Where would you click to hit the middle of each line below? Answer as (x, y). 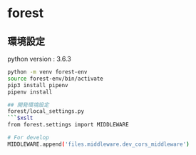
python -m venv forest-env (47, 72)
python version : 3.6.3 (39, 59)
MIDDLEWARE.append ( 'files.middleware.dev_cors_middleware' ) (99, 144)
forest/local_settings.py (46, 111)
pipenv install (30, 92)
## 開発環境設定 (28, 105)
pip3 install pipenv (38, 85)
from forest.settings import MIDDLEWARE (68, 125)
